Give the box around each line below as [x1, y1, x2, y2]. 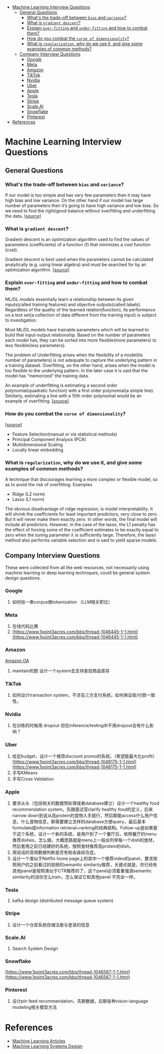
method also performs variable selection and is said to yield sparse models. [5, 537, 158, 543]
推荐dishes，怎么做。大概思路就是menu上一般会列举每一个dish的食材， [12, 837, 157, 843]
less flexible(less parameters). [5, 343, 66, 349]
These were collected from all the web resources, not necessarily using [5, 564, 149, 570]
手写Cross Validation [12, 776, 54, 782]
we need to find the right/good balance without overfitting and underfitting [5, 207, 156, 213]
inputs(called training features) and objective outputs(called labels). [5, 302, 141, 308]
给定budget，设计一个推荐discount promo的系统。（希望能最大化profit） [12, 753, 158, 759]
